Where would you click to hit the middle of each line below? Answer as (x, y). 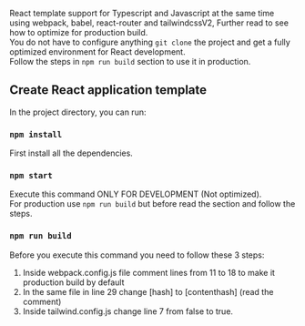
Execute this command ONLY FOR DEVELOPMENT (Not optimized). (136, 194)
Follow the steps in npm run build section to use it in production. (130, 61)
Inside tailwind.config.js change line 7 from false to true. (128, 311)
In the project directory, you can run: (78, 112)
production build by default (73, 282)
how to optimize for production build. (79, 32)
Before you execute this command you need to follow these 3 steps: (137, 255)
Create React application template (108, 90)
